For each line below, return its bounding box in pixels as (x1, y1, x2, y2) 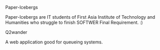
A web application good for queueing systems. (5, 39, 103, 45)
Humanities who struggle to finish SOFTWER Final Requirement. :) (5, 20, 143, 25)
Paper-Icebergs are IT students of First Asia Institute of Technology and (5, 14, 155, 20)
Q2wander (5, 29, 27, 35)
